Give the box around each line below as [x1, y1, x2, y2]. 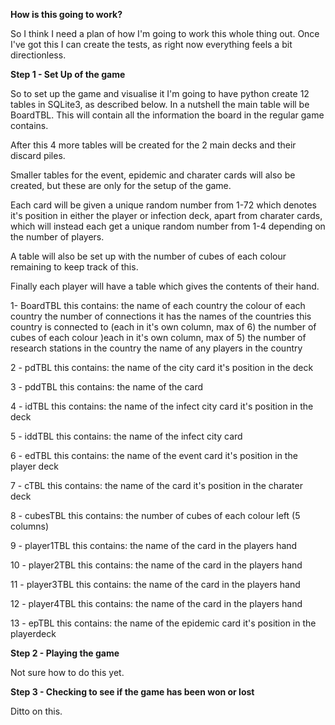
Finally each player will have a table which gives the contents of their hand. [10, 280, 320, 292]
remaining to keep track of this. [10, 261, 139, 273]
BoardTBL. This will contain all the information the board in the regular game [10, 109, 325, 121]
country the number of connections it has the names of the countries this [10, 310, 312, 322]
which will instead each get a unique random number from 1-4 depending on [10, 220, 326, 232]
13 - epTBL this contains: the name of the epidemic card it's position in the [10, 617, 317, 629]
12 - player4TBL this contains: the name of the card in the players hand [10, 598, 303, 609]
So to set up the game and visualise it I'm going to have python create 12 [10, 88, 310, 99]
